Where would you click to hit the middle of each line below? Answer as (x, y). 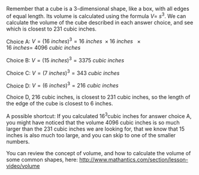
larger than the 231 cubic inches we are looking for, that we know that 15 (95, 129)
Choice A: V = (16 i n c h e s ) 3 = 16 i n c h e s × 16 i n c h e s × (73, 41)
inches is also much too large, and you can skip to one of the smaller (91, 135)
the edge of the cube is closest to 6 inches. (60, 104)
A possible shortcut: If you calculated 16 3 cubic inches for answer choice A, (99, 115)
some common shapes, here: (42, 159)
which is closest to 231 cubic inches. (52, 29)
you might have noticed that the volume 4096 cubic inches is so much (93, 122)
